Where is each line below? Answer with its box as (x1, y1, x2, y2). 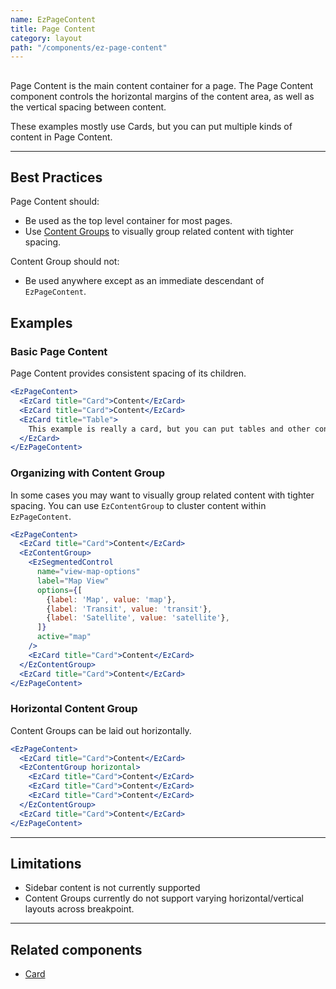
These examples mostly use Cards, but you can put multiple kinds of (10, 120, 293, 132)
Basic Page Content (10, 344, 108, 358)
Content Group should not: (10, 256, 120, 268)
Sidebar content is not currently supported (24, 882, 201, 894)
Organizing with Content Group (10, 466, 165, 480)
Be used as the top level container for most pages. (24, 215, 233, 227)
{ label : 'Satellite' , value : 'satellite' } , (46, 613, 230, 623)
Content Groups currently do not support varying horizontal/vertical (24, 892, 304, 905)
